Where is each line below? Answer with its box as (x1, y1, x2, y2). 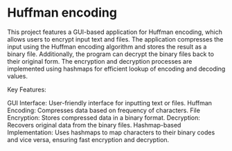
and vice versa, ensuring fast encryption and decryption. (7, 135, 170, 143)
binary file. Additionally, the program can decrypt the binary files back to (7, 50, 215, 58)
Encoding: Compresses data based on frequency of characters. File (7, 106, 201, 114)
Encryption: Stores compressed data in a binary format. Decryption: (7, 113, 201, 122)
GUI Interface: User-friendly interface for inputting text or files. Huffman (7, 98, 213, 107)
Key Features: (7, 85, 46, 94)
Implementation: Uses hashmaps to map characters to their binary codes (7, 128, 215, 136)
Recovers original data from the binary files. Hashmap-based (7, 121, 181, 129)
